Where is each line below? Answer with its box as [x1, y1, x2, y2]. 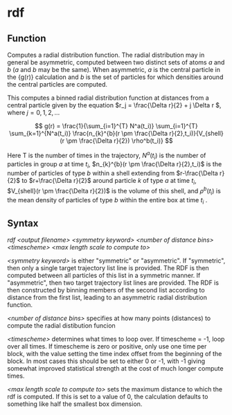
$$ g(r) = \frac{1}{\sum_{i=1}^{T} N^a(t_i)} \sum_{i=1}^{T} [34, 122, 199, 130]
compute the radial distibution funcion [7, 321, 116, 330]
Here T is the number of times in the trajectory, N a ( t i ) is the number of [7, 150, 206, 161]
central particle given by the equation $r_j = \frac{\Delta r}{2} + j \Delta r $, [7, 101, 222, 109]
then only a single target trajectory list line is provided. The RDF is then [7, 264, 209, 272]
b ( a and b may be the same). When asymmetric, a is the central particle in [7, 66, 220, 73]
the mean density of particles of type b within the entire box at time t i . [7, 195, 208, 206]
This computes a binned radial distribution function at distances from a [7, 94, 209, 102]
